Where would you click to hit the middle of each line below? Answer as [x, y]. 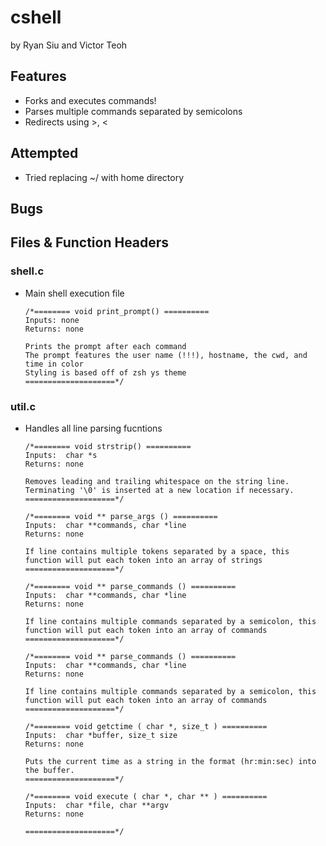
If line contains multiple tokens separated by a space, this [157, 551]
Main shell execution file [74, 293]
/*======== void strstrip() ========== [108, 446]
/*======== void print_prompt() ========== [117, 311]
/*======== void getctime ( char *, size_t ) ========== [146, 726]
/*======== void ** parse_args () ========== [121, 516]
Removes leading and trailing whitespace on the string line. [157, 481]
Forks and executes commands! [90, 100]
